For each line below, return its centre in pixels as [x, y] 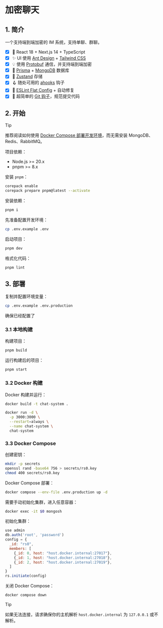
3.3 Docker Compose [30, 443]
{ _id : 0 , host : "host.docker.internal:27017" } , [63, 553]
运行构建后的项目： [24, 360]
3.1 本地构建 [19, 330]
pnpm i [12, 210]
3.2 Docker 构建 [24, 383]
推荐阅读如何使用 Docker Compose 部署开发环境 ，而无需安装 [66, 135]
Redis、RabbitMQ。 [25, 142]
